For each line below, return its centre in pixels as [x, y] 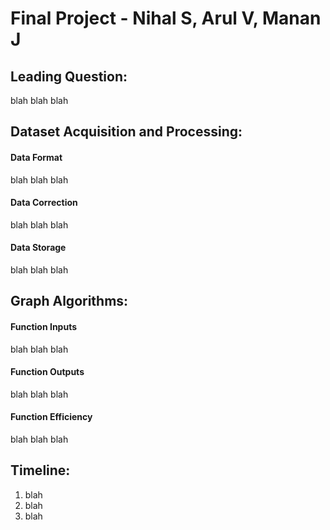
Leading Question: [69, 76]
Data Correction [44, 203]
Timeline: [40, 470]
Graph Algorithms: [69, 301]
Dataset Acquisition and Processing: [126, 132]
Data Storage [38, 248]
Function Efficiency [51, 417]
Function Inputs [44, 326]
